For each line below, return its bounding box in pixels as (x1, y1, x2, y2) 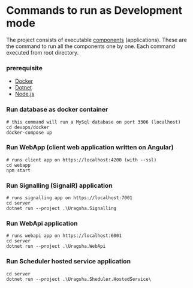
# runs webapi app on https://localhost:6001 (6, 233, 122, 239)
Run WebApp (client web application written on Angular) (6, 143, 174, 152)
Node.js (14, 91, 35, 98)
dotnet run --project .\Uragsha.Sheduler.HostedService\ (6, 276, 152, 282)
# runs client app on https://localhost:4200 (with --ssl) (6, 157, 157, 163)
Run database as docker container (6, 106, 108, 114)
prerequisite (6, 64, 43, 72)
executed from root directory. (6, 49, 79, 56)
